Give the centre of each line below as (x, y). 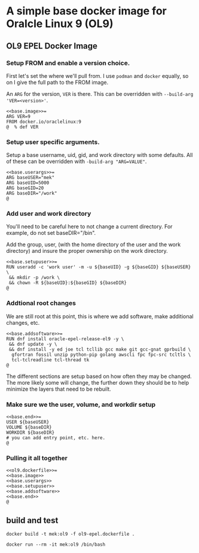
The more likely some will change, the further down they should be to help (98, 382)
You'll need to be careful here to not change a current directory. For (89, 226)
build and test (32, 520)
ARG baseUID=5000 (28, 183)
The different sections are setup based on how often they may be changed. (99, 376)
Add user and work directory (49, 214)
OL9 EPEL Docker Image (52, 46)
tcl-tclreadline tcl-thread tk (50, 360)
